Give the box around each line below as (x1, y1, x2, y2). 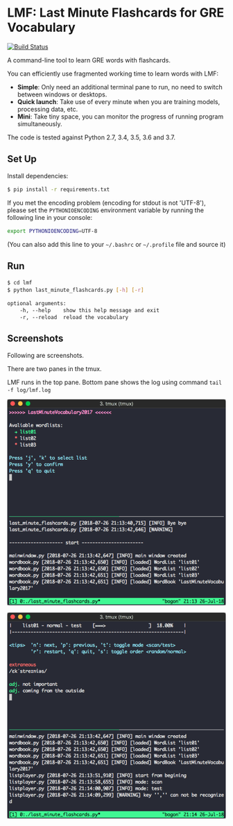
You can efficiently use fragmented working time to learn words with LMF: (7, 69, 219, 78)
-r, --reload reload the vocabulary (19, 314, 129, 321)
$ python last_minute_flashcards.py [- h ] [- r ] (7, 286, 144, 294)
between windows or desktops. (17, 90, 107, 98)
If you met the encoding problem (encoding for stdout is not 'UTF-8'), (7, 198, 206, 207)
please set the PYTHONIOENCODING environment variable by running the (7, 206, 205, 214)
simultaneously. (17, 119, 62, 128)
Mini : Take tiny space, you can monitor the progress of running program (17, 112, 224, 121)
